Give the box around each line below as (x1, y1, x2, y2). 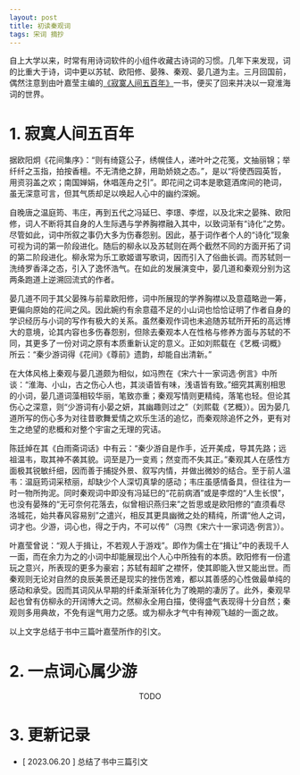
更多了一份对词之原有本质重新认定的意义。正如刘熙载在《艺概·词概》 (32, 338, 286, 349)
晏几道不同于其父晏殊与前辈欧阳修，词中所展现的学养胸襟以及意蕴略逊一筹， (9, 293, 291, 304)
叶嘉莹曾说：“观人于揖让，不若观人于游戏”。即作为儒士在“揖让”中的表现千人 (9, 540, 289, 551)
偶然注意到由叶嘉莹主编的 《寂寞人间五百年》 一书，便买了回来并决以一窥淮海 (9, 78, 291, 88)
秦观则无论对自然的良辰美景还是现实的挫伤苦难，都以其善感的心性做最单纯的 (9, 574, 291, 585)
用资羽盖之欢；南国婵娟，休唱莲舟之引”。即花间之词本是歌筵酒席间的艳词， (9, 177, 287, 188)
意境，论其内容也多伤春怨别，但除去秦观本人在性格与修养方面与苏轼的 (24, 327, 283, 338)
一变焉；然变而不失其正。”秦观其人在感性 (133, 454, 283, 465)
